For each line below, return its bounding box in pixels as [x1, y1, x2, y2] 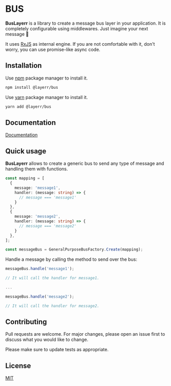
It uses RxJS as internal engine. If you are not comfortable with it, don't [5, 41, 155, 47]
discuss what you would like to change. [5, 337, 89, 343]
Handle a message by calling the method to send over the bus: [5, 256, 137, 262]
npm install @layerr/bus [5, 85, 58, 90]
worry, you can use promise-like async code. [5, 46, 101, 52]
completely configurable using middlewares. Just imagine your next [5, 25, 148, 31]
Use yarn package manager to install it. [5, 94, 88, 100]
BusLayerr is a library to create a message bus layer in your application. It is [5, 20, 166, 26]
